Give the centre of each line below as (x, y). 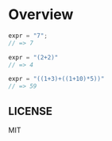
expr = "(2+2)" (33, 57)
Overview (41, 15)
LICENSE (31, 111)
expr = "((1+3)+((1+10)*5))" (56, 79)
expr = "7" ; (28, 36)
